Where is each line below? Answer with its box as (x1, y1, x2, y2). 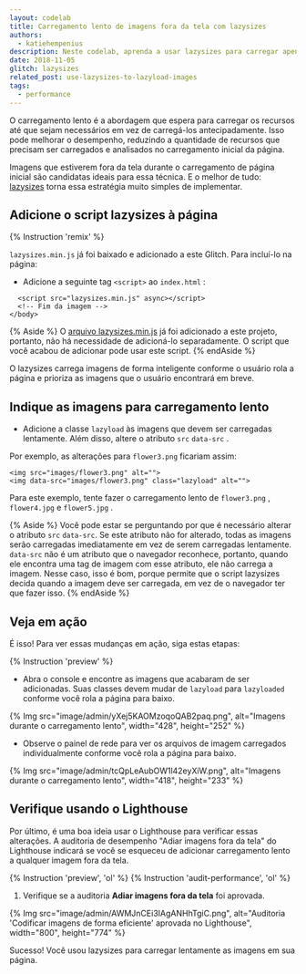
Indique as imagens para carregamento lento (9, 399, 270, 415)
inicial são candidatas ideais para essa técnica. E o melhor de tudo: (9, 171, 262, 182)
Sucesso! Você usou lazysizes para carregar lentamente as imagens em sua (9, 945, 296, 956)
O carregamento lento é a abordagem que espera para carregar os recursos (9, 115, 295, 126)
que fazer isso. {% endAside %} (9, 587, 130, 598)
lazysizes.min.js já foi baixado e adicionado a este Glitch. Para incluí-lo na (9, 249, 292, 260)
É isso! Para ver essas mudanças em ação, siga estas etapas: (9, 637, 240, 648)
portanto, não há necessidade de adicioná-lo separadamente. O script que (9, 336, 290, 347)
